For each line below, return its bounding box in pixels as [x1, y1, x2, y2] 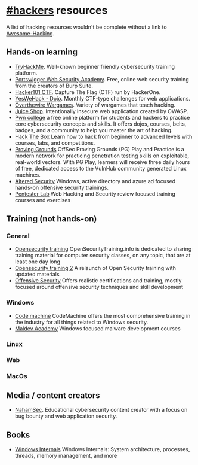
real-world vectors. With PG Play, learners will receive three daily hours [14, 158, 190, 165]
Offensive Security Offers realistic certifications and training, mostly [14, 277, 182, 284]
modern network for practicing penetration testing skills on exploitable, [14, 152, 190, 159]
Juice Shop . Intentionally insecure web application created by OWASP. [14, 107, 188, 114]
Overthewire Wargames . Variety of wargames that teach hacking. [14, 101, 176, 108]
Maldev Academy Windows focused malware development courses [14, 324, 181, 332]
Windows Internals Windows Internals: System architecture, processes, [14, 446, 190, 453]
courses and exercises [14, 196, 70, 203]
